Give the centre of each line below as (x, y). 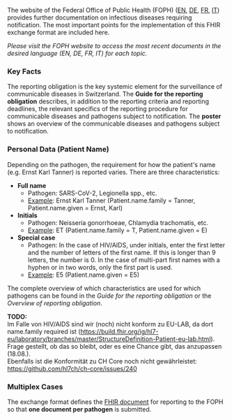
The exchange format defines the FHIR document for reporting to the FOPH (115, 402)
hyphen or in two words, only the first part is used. (100, 267)
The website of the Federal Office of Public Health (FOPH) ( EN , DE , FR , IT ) (114, 10)
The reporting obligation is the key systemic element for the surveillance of (115, 87)
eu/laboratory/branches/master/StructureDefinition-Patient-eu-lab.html (109, 339)
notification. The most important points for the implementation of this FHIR (114, 25)
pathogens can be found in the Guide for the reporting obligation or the (109, 296)
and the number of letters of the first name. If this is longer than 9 (122, 252)
